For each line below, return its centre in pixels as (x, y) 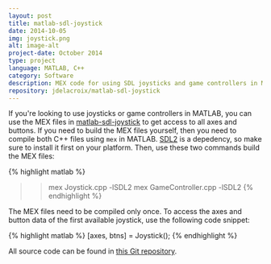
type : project (32, 61)
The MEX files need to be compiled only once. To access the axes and (125, 212)
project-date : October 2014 (56, 53)
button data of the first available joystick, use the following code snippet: (129, 220)
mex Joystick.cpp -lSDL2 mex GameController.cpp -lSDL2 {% (151, 188)
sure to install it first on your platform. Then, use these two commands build (134, 148)
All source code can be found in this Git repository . (93, 251)
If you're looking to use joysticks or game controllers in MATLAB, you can (130, 113)
